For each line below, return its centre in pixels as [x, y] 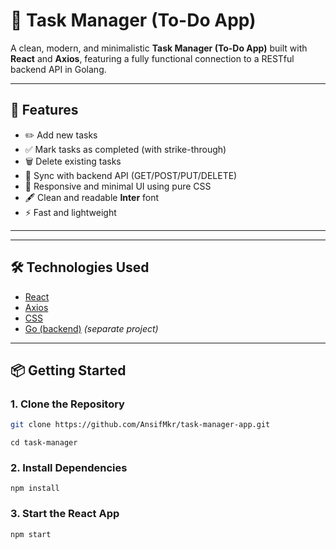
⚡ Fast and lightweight [70, 212]
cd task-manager [44, 443]
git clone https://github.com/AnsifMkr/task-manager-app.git [140, 425]
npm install [35, 489]
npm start [31, 534]
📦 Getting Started [68, 370]
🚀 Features [44, 110]
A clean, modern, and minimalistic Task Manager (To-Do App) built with [159, 48]
